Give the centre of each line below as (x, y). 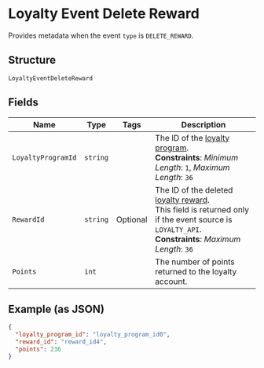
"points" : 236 (38, 349)
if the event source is (194, 219)
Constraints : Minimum (196, 157)
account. (171, 282)
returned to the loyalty (196, 271)
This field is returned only (202, 209)
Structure (32, 60)
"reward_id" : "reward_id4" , (61, 342)
